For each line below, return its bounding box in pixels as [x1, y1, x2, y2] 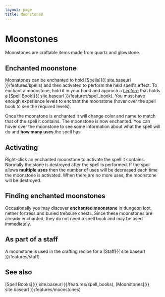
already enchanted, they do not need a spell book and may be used [5, 215, 143, 221]
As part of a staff [5, 235, 58, 243]
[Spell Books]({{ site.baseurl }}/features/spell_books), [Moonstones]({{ [5, 281, 150, 287]
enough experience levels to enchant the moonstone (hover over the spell [5, 98, 156, 104]
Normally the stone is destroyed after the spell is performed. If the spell [5, 162, 151, 168]
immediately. [5, 221, 31, 227]
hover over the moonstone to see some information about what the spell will [5, 123, 161, 129]
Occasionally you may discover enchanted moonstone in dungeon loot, [5, 205, 152, 211]
